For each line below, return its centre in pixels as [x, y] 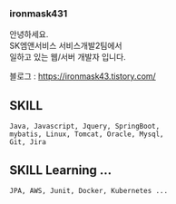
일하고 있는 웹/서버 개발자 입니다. [68, 57]
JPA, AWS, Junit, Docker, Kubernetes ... [89, 190]
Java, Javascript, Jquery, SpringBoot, [85, 126]
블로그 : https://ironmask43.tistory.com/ [83, 76]
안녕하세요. [29, 34]
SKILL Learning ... [61, 170]
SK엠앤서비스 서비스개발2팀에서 [66, 46]
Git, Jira [28, 142]
